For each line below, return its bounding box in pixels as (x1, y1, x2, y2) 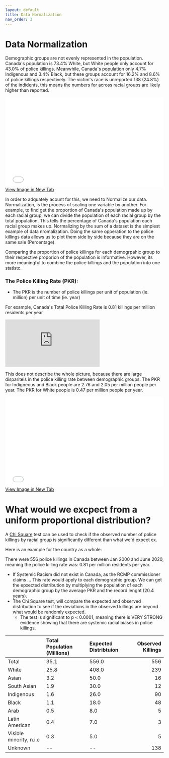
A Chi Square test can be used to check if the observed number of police (5, 531, 157, 537)
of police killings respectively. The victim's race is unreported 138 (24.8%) (5, 77, 159, 83)
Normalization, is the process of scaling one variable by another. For (5, 201, 147, 207)
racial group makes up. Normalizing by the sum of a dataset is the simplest (5, 223, 160, 229)
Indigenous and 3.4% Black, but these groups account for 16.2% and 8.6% (5, 71, 160, 77)
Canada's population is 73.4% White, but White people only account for (5, 61, 154, 67)
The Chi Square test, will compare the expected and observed (12, 598, 141, 604)
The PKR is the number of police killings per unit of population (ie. (12, 289, 149, 295)
